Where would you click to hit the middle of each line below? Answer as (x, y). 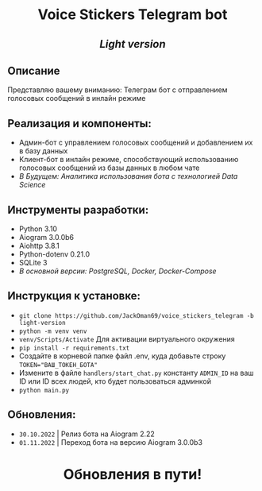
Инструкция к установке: (74, 296)
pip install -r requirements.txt (74, 348)
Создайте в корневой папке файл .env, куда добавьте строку (122, 356)
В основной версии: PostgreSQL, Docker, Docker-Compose (118, 271)
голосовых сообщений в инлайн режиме (77, 99)
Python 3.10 (38, 229)
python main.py (44, 390)
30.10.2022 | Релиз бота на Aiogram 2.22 (87, 434)
